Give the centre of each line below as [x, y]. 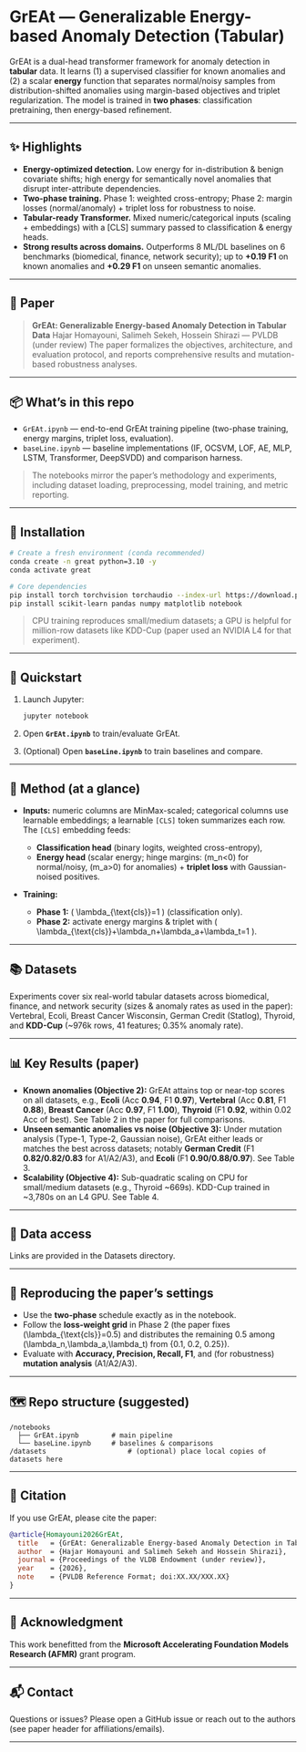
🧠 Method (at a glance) [75, 788]
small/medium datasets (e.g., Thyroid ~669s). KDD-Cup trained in [146, 1187]
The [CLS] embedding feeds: [76, 829]
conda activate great [51, 570]
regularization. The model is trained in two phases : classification [131, 100]
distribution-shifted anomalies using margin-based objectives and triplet [145, 90]
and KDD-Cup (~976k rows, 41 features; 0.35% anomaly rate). [127, 1025]
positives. [82, 876]
